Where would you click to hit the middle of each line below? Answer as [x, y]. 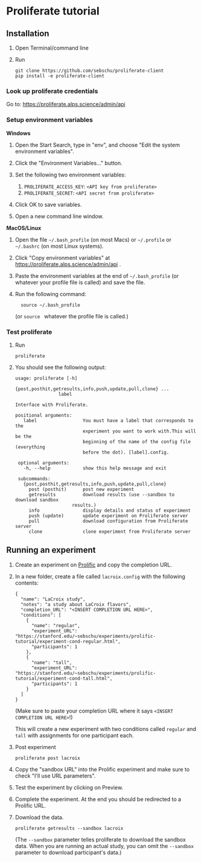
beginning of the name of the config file [137, 442]
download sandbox [37, 500]
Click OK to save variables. [48, 204]
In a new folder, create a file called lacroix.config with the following [100, 576]
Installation [28, 34]
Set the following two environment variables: [70, 175]
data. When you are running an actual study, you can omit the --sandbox [104, 846]
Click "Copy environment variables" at [62, 257]
